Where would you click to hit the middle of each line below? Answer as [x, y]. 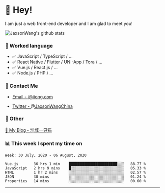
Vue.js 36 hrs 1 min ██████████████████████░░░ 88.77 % [76, 164]
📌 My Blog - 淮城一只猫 [28, 130]
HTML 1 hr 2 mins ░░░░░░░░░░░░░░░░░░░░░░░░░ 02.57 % [76, 173]
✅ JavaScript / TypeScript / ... [42, 56]
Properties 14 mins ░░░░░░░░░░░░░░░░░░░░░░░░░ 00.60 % [76, 181]
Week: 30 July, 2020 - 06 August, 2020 [46, 156]
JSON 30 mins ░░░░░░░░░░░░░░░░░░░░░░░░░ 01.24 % [76, 177]
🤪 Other [14, 119]
